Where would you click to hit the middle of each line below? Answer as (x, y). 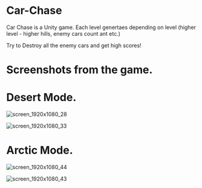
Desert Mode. (41, 98)
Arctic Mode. (40, 150)
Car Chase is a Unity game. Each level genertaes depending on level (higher (101, 27)
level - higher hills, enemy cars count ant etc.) (64, 33)
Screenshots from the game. (80, 70)
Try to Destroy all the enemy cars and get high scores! (74, 45)
